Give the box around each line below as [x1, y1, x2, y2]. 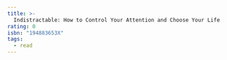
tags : [7, 36, 23, 43]
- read [13, 42, 33, 49]
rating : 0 [7, 23, 36, 30]
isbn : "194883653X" [7, 29, 64, 37]
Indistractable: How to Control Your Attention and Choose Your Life [13, 17, 220, 23]
